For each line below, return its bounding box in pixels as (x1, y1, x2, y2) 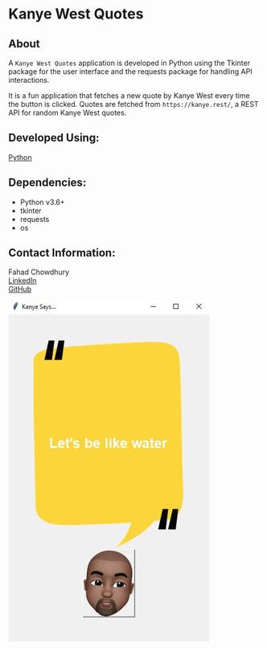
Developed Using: (8, 131, 100, 145)
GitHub (8, 285, 32, 294)
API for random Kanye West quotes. (8, 108, 127, 117)
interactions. (8, 76, 50, 84)
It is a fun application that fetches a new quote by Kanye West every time (8, 91, 251, 100)
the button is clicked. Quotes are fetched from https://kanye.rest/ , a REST (8, 100, 259, 109)
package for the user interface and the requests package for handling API (8, 67, 253, 76)
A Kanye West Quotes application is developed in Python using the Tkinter (8, 58, 251, 68)
